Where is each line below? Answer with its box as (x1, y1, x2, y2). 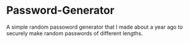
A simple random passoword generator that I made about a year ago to (6, 23, 184, 30)
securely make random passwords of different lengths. (6, 29, 144, 36)
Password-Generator (6, 4, 115, 17)
